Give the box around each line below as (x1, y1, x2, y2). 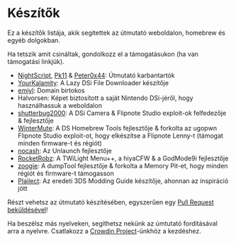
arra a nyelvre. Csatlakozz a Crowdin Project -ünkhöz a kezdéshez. (7, 226, 202, 235)
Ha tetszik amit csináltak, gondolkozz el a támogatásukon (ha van (7, 50, 198, 58)
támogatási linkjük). (7, 57, 65, 65)
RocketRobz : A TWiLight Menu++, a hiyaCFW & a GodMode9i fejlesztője (17, 154, 229, 163)
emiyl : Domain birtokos (17, 86, 85, 94)
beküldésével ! (7, 205, 48, 214)
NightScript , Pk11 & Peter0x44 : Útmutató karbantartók (17, 71, 175, 79)
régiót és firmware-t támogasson (17, 169, 115, 177)
